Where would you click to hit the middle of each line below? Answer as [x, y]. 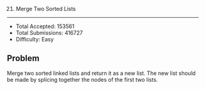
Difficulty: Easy [35, 39]
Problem [23, 58]
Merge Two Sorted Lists [46, 9]
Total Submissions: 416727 [49, 33]
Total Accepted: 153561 [45, 26]
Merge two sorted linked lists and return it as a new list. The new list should [101, 73]
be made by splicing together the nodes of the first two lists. [82, 79]
